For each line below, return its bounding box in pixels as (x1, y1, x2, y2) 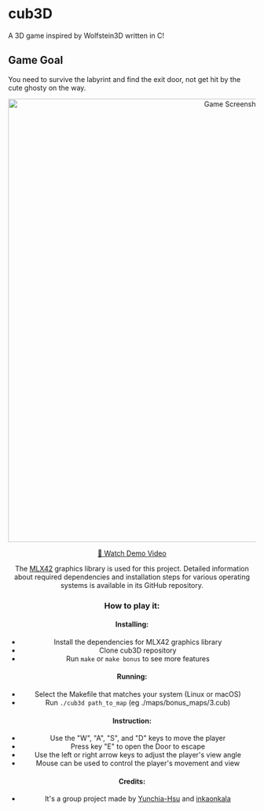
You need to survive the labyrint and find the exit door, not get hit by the (8, 74, 241, 84)
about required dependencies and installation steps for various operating (14, 572, 250, 582)
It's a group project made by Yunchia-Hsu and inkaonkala (44, 794, 232, 804)
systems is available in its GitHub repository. (60, 580, 204, 590)
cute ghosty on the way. (8, 83, 86, 92)
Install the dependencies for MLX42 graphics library (53, 637, 222, 646)
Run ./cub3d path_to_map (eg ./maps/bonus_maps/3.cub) (45, 698, 231, 708)
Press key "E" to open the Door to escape (70, 742, 206, 751)
